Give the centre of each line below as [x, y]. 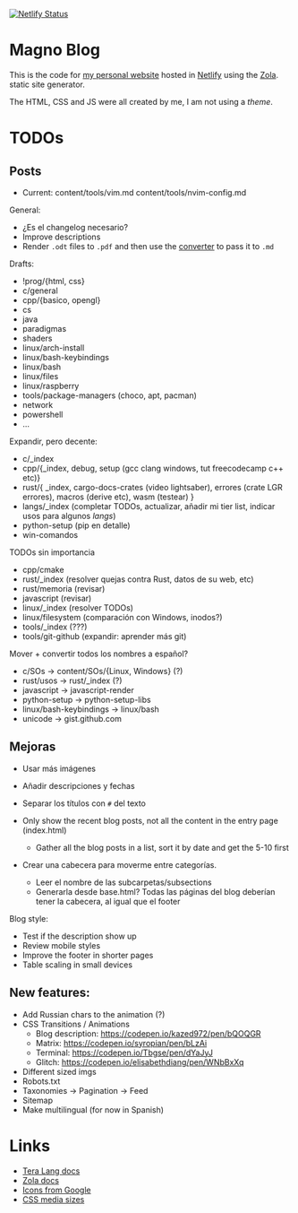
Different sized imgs [59, 1071]
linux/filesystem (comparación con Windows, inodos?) [122, 617]
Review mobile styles [61, 945]
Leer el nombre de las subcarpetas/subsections [123, 882]
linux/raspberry [51, 386]
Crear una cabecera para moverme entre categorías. [119, 864]
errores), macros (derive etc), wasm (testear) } [108, 497]
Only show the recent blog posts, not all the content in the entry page [150, 820]
